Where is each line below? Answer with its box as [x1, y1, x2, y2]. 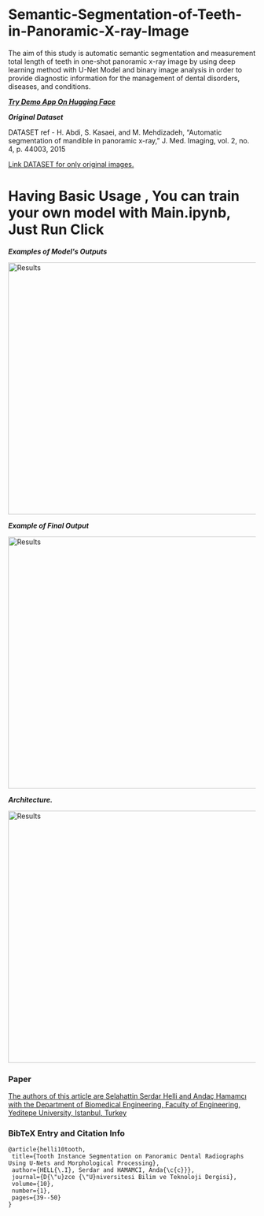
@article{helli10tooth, [8, 1146, 86, 1154]
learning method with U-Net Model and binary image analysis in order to [8, 65, 242, 74]
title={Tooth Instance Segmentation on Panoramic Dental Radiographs [11, 1152, 244, 1161]
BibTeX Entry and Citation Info [8, 1128, 126, 1139]
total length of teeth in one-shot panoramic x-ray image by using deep [8, 57, 236, 66]
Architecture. [8, 795, 53, 804]
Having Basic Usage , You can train [8, 187, 240, 206]
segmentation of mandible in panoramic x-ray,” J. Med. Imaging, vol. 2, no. [8, 135, 250, 145]
